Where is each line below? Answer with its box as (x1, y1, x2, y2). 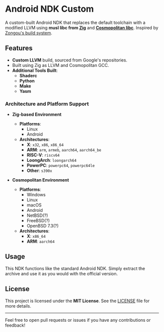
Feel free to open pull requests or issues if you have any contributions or (5, 317, 151, 323)
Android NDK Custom (5, 3, 94, 15)
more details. (5, 303, 32, 309)
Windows (26, 192, 46, 198)
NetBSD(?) (26, 212, 48, 218)
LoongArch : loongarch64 (26, 157, 77, 163)
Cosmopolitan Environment (12, 177, 69, 183)
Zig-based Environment (12, 111, 62, 118)
